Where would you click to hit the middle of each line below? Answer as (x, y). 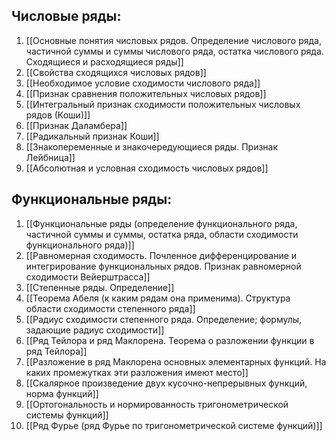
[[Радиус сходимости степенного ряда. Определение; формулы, (164, 319)
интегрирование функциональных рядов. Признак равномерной (163, 266)
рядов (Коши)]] (58, 115)
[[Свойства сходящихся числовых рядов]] (116, 72)
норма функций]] (62, 393)
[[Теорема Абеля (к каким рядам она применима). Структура (158, 298)
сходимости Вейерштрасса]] (88, 276)
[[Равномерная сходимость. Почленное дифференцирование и (161, 255)
